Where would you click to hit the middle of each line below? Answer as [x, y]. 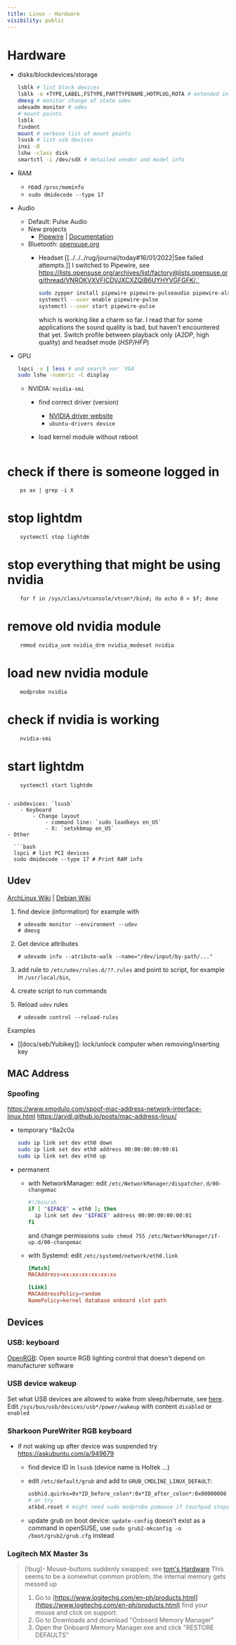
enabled [19, 1413]
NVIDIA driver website [81, 416]
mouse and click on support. [76, 1613]
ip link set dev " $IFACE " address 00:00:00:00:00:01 [113, 1215]
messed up [41, 1584]
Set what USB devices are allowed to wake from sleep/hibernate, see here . [116, 1398]
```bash [25, 847]
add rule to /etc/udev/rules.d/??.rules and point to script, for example [121, 969]
